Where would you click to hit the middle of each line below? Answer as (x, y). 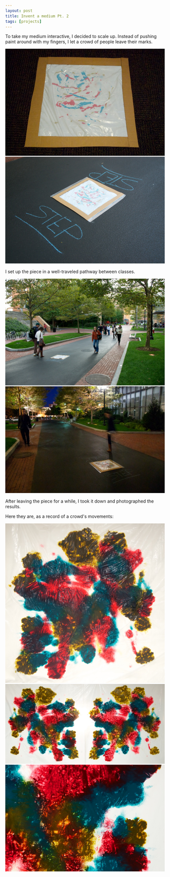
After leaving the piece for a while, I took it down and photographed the (80, 501)
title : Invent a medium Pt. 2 (37, 16)
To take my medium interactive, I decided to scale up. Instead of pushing (81, 36)
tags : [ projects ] (24, 21)
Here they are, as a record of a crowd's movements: (59, 516)
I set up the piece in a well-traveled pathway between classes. (70, 272)
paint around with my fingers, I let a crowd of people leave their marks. (79, 42)
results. (13, 506)
